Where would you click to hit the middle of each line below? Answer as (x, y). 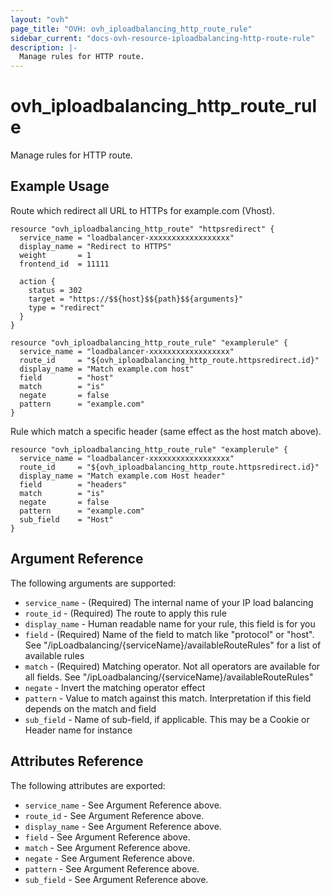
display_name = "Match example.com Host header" (122, 476)
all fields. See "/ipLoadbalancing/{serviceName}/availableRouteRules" (169, 677)
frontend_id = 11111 (64, 264)
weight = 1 (55, 255)
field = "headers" (73, 484)
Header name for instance (78, 730)
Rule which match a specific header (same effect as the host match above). (166, 431)
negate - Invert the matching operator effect (115, 687)
